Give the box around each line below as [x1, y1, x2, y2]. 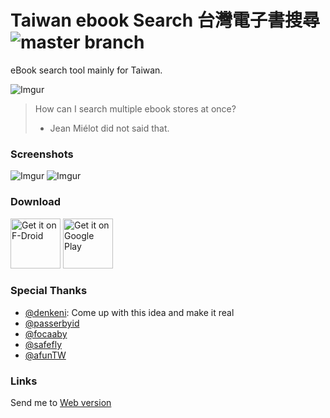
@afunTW [24, 349, 67, 361]
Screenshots [10, 147, 74, 161]
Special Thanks [10, 284, 88, 298]
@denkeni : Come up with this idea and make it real [24, 306, 235, 318]
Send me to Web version [10, 397, 112, 409]
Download [10, 195, 62, 209]
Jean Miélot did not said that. [49, 122, 170, 134]
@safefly [24, 338, 63, 350]
